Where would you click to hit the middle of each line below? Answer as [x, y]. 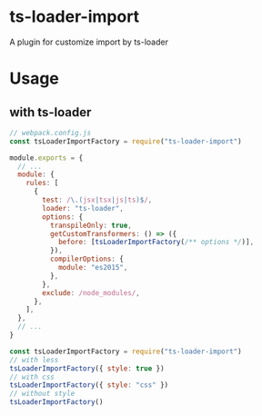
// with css [32, 377]
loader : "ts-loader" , [83, 208]
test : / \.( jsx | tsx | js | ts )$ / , [97, 200]
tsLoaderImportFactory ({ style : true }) [87, 368]
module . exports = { [46, 158]
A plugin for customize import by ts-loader [89, 42]
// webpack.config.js [50, 133]
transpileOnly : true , [91, 225]
